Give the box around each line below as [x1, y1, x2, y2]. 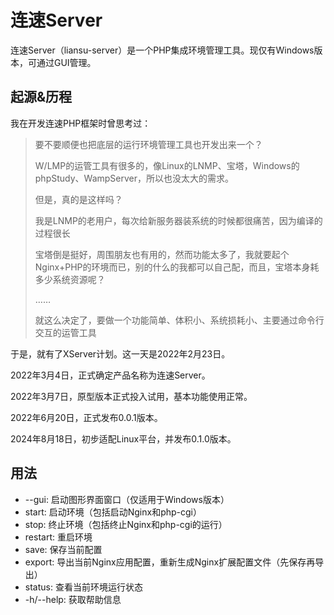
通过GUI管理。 [36, 56, 97, 68]
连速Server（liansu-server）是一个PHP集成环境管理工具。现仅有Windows [10, 44, 315, 56]
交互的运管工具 [34, 326, 97, 338]
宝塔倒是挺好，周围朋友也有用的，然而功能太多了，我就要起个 [34, 248, 290, 260]
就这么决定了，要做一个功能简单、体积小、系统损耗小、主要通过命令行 [34, 314, 325, 326]
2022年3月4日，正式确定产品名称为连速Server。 [10, 369, 211, 381]
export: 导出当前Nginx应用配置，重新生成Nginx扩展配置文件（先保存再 [24, 556, 316, 568]
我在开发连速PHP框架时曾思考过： [10, 117, 152, 129]
